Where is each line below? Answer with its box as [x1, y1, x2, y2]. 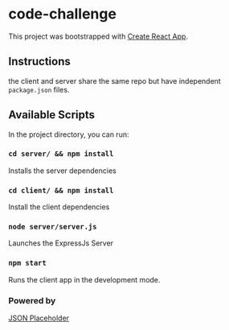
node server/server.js [8, 222, 97, 232]
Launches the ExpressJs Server [8, 238, 114, 248]
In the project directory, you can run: [8, 130, 129, 139]
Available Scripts [8, 108, 95, 122]
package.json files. [8, 85, 70, 94]
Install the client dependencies [8, 202, 110, 212]
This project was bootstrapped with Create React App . [8, 31, 189, 41]
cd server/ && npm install [8, 150, 114, 159]
